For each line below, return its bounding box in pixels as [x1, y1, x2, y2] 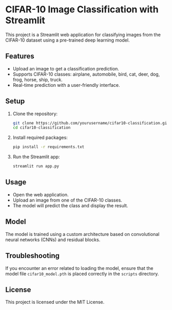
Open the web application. [12, 191, 69, 197]
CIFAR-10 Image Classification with [5, 4, 159, 15]
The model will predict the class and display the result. [12, 202, 128, 209]
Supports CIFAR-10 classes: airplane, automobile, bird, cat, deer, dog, [12, 71, 160, 77]
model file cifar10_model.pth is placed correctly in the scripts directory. [5, 270, 159, 277]
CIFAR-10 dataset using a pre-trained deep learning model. [5, 37, 130, 43]
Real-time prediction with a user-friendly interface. [12, 82, 120, 88]
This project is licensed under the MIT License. [5, 299, 105, 305]
